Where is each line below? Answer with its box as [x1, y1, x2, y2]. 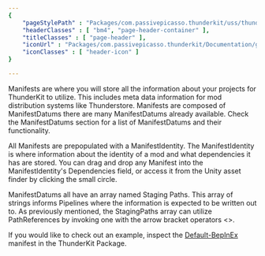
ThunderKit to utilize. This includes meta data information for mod [8, 92, 222, 102]
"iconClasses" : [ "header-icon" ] [22, 48, 140, 56]
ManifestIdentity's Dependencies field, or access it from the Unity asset [8, 166, 242, 176]
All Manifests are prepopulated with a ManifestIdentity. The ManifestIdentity [8, 141, 255, 150]
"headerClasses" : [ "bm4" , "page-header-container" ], [22, 26, 211, 34]
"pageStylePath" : [22, 19, 83, 27]
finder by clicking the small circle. [8, 174, 118, 184]
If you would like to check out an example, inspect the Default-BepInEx [8, 230, 238, 239]
